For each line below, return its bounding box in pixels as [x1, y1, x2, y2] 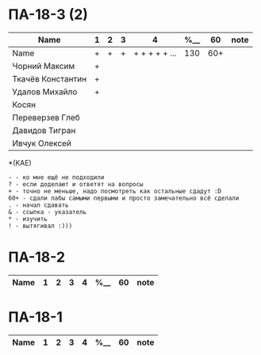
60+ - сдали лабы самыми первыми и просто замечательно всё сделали [8, 194, 240, 202]
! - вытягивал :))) [8, 222, 73, 230]
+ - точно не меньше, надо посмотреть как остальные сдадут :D [8, 187, 222, 195]
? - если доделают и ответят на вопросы [8, 180, 144, 188]
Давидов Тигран [12, 124, 76, 136]
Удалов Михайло [12, 86, 78, 97]
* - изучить [8, 215, 48, 223]
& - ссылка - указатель [8, 208, 87, 216]
